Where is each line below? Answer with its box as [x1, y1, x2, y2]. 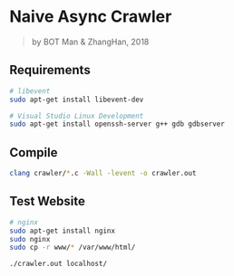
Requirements [9, 62, 91, 78]
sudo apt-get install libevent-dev [9, 95, 144, 104]
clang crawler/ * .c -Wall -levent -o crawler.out [9, 169, 197, 178]
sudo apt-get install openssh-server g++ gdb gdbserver [9, 119, 225, 128]
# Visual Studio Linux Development [9, 111, 144, 120]
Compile [9, 145, 58, 160]
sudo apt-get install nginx [9, 226, 116, 235]
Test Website [9, 194, 86, 209]
